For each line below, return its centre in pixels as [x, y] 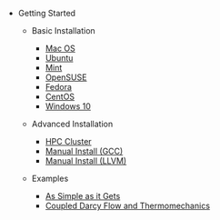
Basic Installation [63, 30]
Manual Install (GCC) [84, 151]
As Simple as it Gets [83, 196]
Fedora [59, 87]
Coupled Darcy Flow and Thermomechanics [128, 205]
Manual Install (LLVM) [86, 161]
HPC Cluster [69, 141]
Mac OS [60, 48]
